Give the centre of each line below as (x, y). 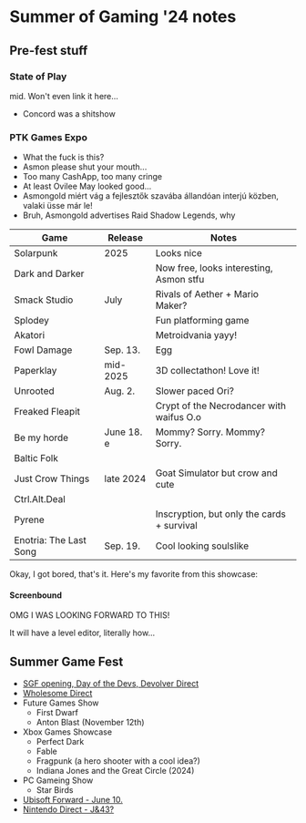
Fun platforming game (202, 321)
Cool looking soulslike (202, 546)
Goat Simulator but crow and (216, 473)
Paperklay (36, 371)
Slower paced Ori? (195, 391)
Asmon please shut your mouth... (85, 167)
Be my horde (41, 437)
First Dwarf (57, 713)
